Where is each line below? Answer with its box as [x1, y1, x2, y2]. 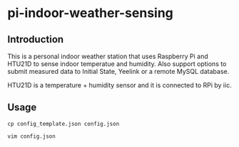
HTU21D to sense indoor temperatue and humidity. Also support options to [7, 60, 227, 68]
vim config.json [7, 133, 56, 140]
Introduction [7, 33, 64, 45]
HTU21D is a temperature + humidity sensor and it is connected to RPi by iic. [7, 81, 232, 89]
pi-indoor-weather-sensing [7, 5, 173, 21]
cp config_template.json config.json [7, 120, 120, 127]
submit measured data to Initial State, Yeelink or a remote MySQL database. [7, 67, 230, 75]
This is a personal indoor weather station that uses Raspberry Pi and [7, 52, 208, 60]
